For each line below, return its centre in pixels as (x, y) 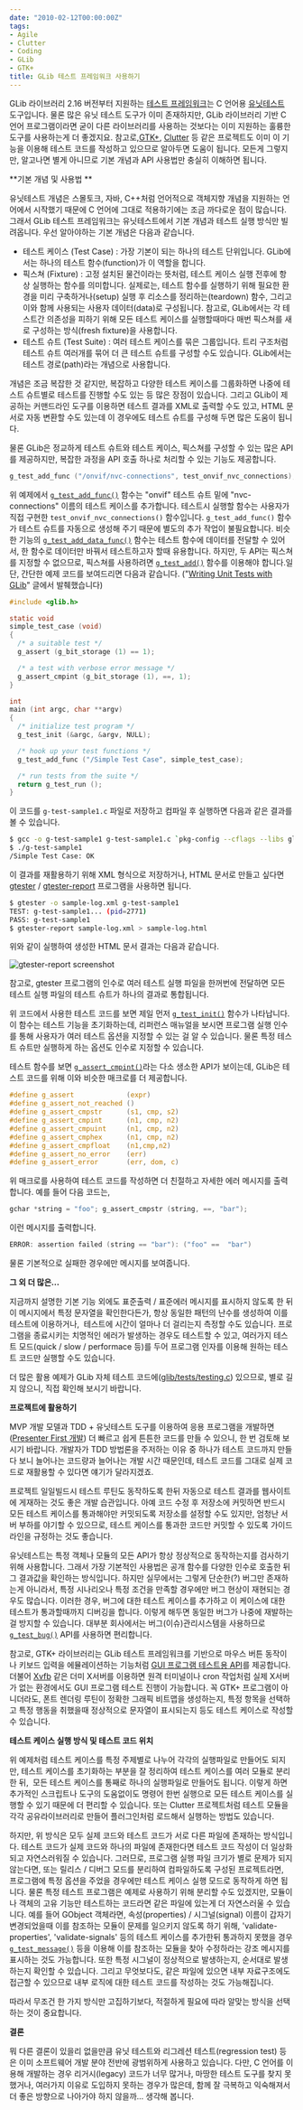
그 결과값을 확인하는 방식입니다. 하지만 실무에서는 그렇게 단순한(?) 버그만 (137, 1578)
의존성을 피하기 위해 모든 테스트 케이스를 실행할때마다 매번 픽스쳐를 (165, 319)
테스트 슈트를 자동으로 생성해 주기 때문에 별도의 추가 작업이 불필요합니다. (146, 528)
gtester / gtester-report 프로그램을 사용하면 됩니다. (101, 885)
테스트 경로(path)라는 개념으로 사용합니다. (96, 364)
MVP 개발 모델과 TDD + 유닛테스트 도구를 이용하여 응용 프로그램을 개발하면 (142, 1427)
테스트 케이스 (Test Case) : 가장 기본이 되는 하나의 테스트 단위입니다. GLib (153, 251)
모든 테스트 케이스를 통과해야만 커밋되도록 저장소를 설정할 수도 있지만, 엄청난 (144, 1513)
